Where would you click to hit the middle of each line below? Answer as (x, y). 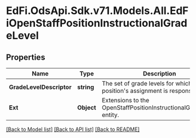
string (86, 87)
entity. (111, 115)
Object (87, 108)
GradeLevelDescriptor (40, 87)
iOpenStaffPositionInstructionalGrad (97, 23)
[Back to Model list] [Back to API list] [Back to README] (73, 129)
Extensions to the (126, 100)
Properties (26, 57)
